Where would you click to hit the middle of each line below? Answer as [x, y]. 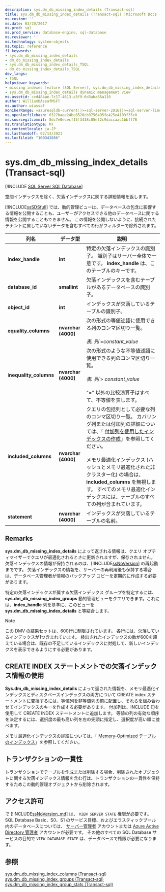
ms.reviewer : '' [22, 37]
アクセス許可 [24, 801]
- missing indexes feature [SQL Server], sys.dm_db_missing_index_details [83, 87]
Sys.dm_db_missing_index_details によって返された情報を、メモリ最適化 [80, 688]
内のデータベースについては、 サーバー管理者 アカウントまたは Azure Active [82, 826]
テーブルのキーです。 [115, 271]
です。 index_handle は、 [121, 263]
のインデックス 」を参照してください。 [44, 742]
